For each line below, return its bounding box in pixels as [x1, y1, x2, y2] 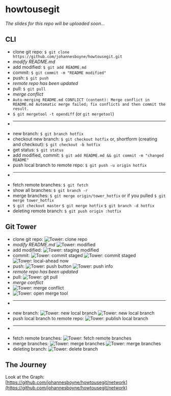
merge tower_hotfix [12, 197, 54, 203]
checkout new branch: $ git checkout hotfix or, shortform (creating [12, 136, 158, 142]
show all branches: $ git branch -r [12, 187, 88, 193]
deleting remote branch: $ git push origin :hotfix [12, 208, 122, 214]
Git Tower [5, 222, 37, 231]
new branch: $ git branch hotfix [12, 130, 84, 136]
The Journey [5, 360, 47, 369]
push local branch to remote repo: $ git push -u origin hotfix [12, 162, 147, 168]
